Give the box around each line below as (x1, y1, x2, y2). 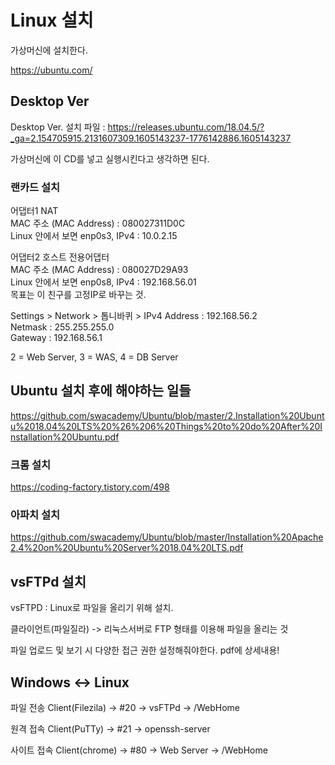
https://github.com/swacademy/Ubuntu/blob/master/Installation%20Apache (10, 531, 324, 543)
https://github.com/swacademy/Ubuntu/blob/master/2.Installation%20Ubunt (10, 409, 325, 421)
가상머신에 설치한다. (10, 44, 88, 56)
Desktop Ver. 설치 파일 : (10, 121, 106, 133)
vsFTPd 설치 (10, 573, 87, 590)
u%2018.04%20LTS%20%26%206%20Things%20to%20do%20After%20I (10, 420, 323, 432)
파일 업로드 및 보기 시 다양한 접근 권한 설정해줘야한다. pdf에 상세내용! (10, 644, 280, 656)
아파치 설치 (10, 508, 61, 522)
